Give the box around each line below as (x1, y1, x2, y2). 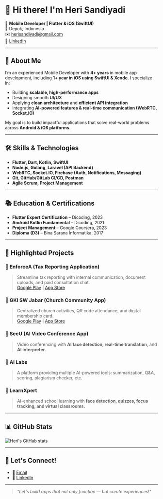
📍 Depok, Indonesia (5, 25, 45, 31)
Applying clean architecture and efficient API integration (12, 100, 128, 106)
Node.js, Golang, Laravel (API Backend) (12, 164, 94, 170)
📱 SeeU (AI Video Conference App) (5, 330, 89, 337)
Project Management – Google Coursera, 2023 (12, 225, 107, 231)
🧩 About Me (5, 57, 41, 65)
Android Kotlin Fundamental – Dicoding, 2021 (12, 220, 104, 226)
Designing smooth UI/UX (12, 94, 62, 100)
